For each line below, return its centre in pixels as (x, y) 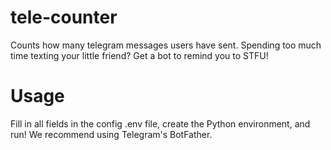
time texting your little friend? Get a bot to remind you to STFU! (139, 55)
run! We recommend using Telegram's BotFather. (111, 134)
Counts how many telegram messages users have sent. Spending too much (166, 45)
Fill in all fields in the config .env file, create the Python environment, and (160, 123)
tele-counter (64, 17)
